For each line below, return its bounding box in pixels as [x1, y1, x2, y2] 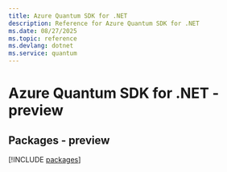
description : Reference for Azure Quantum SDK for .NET [8, 19, 200, 27]
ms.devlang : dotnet [8, 42, 74, 50]
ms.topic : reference [8, 34, 78, 43]
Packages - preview [8, 133, 110, 147]
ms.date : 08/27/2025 [8, 27, 78, 35]
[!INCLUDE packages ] [8, 155, 81, 164]
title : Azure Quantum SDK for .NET [8, 11, 128, 20]
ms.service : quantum [8, 49, 78, 57]
